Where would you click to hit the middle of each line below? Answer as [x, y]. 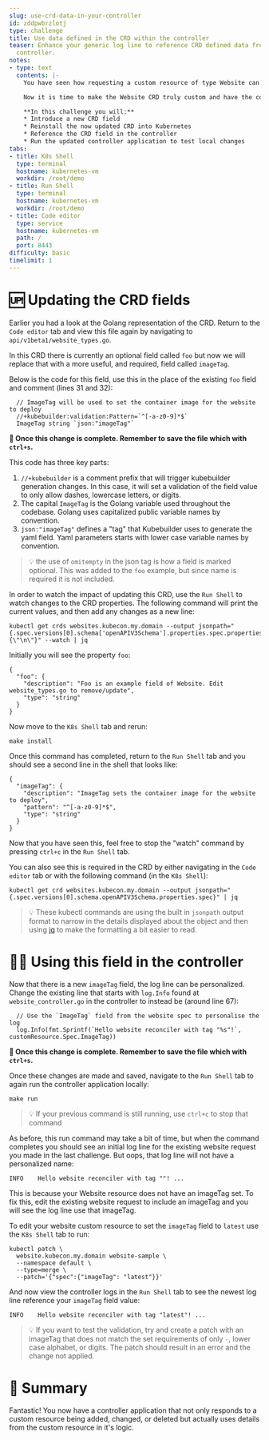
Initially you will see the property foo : [70, 655]
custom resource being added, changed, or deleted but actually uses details [134, 1418]
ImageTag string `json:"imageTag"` [75, 423]
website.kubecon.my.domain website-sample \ [91, 1256]
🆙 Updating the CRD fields [100, 300]
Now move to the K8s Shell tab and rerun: [78, 726]
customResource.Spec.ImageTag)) [63, 1037]
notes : [20, 61]
